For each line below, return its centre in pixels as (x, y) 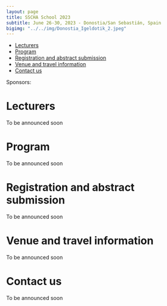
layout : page (22, 12)
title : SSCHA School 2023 (38, 17)
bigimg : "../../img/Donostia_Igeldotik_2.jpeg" (67, 28)
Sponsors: (19, 82)
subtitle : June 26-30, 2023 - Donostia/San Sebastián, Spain (84, 23)
